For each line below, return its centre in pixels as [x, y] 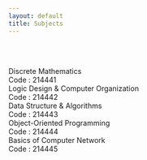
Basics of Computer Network [57, 140]
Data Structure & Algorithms [55, 106]
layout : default [36, 16]
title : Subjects [36, 24]
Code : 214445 [33, 149]
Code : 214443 [33, 114]
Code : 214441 [32, 80]
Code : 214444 [33, 132]
